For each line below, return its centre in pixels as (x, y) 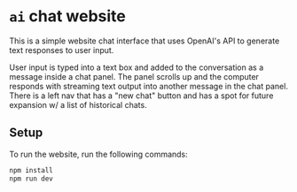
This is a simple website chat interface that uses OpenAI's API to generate (145, 41)
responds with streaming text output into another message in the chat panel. (148, 86)
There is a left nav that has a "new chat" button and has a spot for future (141, 96)
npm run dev (31, 179)
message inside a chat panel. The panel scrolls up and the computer (134, 76)
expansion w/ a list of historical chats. (78, 104)
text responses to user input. (62, 50)
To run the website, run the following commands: (98, 154)
